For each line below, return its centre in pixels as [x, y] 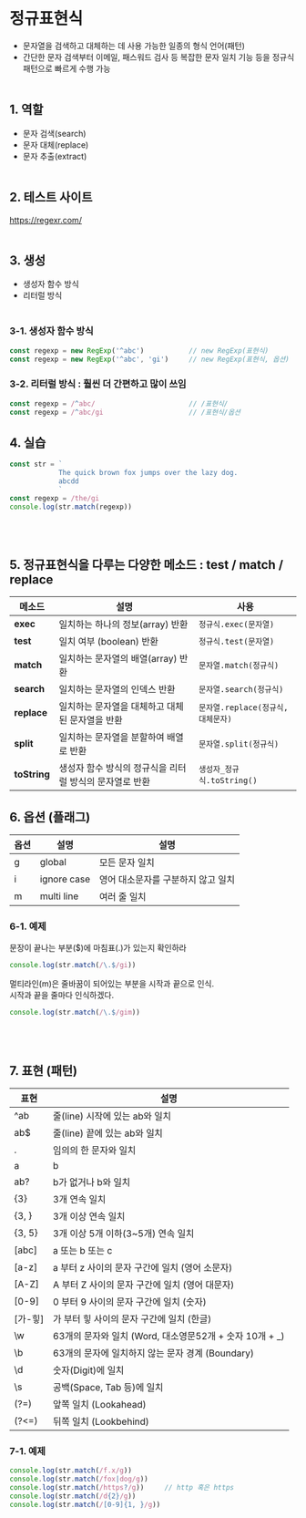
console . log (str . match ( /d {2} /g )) [73, 1496]
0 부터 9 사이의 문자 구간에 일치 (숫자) [130, 1302]
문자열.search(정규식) [241, 690]
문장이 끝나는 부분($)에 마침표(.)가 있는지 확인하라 [98, 948]
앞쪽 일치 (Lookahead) [100, 1405]
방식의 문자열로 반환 [110, 782]
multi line [59, 896]
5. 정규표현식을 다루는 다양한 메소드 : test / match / [147, 565]
